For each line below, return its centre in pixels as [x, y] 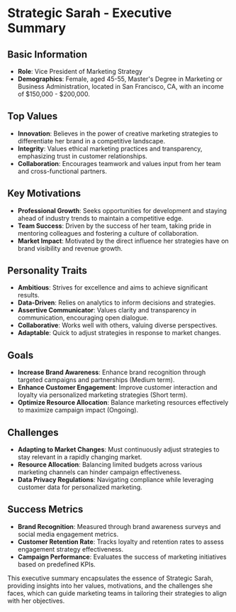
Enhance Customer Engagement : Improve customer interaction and [117, 388]
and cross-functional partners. [62, 171]
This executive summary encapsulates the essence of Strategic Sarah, [110, 578]
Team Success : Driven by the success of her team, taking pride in [114, 226]
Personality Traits [47, 271]
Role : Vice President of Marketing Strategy [80, 71]
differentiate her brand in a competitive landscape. [91, 141]
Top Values [33, 116]
